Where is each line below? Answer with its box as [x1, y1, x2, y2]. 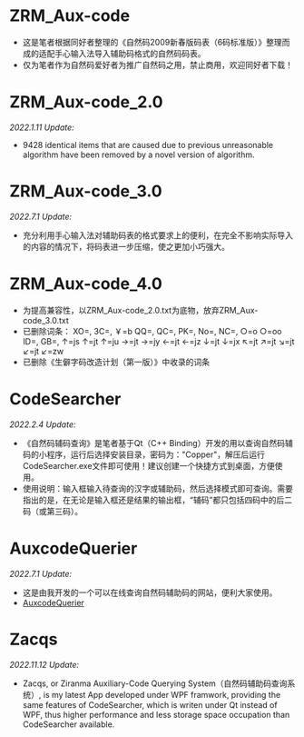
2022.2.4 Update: [9, 419, 76, 430]
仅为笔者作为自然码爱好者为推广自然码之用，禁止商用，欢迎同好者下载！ [22, 59, 293, 70]
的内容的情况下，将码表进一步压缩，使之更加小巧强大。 [22, 241, 230, 252]
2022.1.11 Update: [9, 122, 74, 133]
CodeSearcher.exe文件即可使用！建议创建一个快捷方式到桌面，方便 [22, 460, 275, 471]
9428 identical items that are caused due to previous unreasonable [22, 139, 274, 150]
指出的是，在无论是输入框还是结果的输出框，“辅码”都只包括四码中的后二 [22, 494, 293, 505]
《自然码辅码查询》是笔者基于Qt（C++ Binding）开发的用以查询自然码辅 [22, 437, 293, 448]
